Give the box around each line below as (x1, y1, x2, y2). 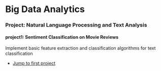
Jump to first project (12, 60, 56, 66)
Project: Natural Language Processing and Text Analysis (5, 22, 147, 29)
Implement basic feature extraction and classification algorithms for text (5, 45, 156, 51)
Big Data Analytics (5, 4, 85, 15)
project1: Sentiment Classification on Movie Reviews (5, 34, 119, 40)
